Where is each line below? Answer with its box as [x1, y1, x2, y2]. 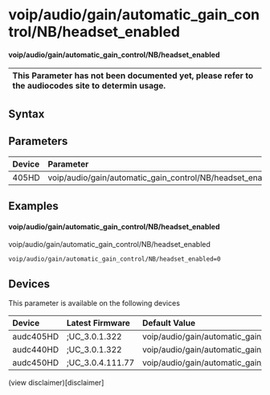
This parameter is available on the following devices [8, 298, 181, 307]
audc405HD [12, 331, 59, 342]
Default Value [141, 318, 195, 328]
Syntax [8, 107, 45, 121]
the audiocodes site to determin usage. [12, 80, 166, 92]
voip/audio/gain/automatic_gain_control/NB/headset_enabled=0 [8, 255, 221, 263]
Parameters [8, 134, 68, 148]
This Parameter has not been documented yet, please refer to [12, 70, 254, 81]
